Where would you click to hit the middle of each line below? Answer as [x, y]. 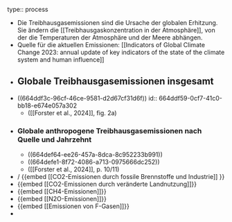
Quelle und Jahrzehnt [54, 139]
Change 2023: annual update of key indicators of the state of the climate [121, 52]
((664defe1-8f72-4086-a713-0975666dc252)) [94, 162]
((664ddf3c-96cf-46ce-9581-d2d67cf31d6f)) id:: [87, 98]
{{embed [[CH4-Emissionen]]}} [62, 191]
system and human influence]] [61, 60]
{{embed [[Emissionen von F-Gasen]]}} [73, 206]
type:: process [28, 9]
